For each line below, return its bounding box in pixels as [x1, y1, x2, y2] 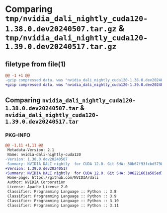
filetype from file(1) [5, 60, 66, 68]
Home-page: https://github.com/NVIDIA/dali [7, 175, 99, 180]
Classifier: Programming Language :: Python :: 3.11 [7, 203, 119, 208]
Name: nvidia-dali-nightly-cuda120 [7, 152, 81, 157]
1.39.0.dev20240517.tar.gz [5, 42, 117, 52]
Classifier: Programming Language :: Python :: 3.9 [7, 194, 117, 199]
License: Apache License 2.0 [7, 185, 68, 190]
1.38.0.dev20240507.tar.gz [5, 24, 117, 34]
